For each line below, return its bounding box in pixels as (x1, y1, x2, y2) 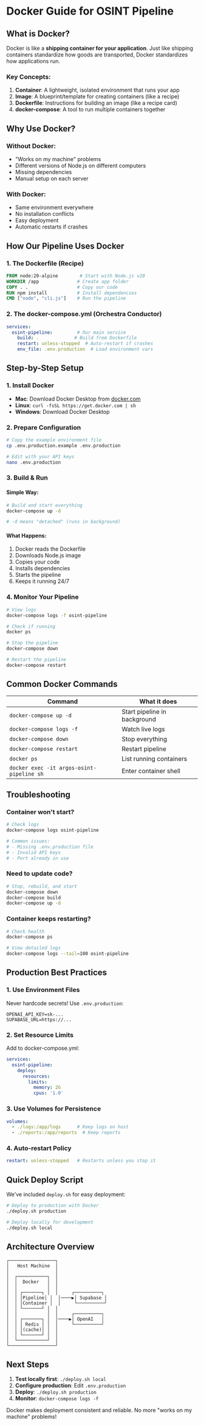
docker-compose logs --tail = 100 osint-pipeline (6, 951, 129, 957)
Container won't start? (6, 807, 75, 816)
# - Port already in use (6, 855, 69, 861)
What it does (139, 697, 177, 706)
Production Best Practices (6, 968, 107, 978)
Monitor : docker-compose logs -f (15, 1395, 99, 1402)
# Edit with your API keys (6, 453, 75, 460)
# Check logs (6, 822, 39, 828)
